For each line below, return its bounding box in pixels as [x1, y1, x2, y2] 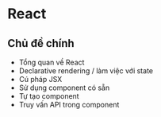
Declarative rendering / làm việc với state [18, 66, 154, 76]
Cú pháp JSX [18, 75, 63, 84]
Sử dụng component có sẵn [18, 83, 110, 92]
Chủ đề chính [7, 37, 75, 50]
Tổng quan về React [18, 57, 85, 67]
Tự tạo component [18, 92, 80, 100]
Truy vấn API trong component [18, 100, 120, 109]
